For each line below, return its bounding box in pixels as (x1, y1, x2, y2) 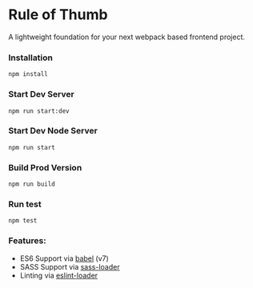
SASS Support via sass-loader (19, 262, 120, 271)
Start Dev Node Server (8, 126, 98, 137)
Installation (8, 52, 54, 63)
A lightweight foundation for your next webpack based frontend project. (8, 32, 246, 42)
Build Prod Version (8, 162, 82, 173)
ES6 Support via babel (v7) (19, 254, 110, 263)
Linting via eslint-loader (19, 270, 98, 280)
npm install (8, 70, 48, 78)
